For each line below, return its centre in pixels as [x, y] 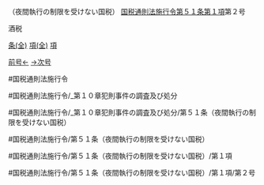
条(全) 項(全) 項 [33, 45]
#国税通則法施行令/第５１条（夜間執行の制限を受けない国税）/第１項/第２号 [132, 173]
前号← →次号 [30, 62]
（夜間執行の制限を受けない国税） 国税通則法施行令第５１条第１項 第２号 [127, 11]
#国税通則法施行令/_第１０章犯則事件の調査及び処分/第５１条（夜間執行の [129, 112]
